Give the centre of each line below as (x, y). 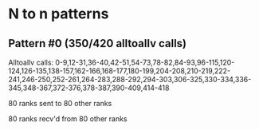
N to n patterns (59, 14)
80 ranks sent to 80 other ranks (60, 103)
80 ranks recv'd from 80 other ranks (68, 119)
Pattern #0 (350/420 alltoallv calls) (98, 43)
